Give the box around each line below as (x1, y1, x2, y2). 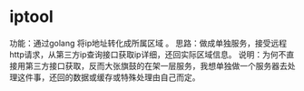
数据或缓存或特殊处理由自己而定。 (72, 71, 201, 83)
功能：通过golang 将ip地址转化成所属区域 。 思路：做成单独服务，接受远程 (9, 37, 288, 48)
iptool (9, 6, 54, 27)
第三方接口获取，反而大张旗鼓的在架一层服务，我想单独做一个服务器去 (25, 60, 288, 71)
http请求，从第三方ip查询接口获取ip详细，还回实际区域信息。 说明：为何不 (9, 48, 287, 60)
